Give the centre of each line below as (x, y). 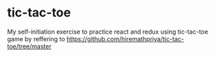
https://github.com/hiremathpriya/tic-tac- (125, 38)
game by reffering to (36, 38)
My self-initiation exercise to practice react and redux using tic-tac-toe (108, 32)
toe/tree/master (29, 46)
